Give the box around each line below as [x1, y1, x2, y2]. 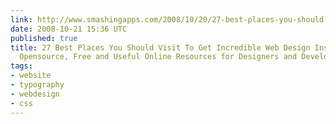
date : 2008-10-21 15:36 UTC [10, 24, 128, 34]
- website [10, 71, 52, 81]
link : [10, 14, 33, 25]
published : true [10, 33, 78, 43]
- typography [10, 80, 65, 90]
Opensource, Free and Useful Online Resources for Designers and [19, 52, 298, 62]
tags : [10, 61, 33, 71]
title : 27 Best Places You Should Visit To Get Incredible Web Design [10, 42, 311, 53]
